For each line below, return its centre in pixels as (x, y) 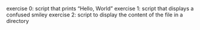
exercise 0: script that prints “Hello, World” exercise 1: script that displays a (100, 9)
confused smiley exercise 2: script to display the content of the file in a (95, 15)
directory (18, 21)
